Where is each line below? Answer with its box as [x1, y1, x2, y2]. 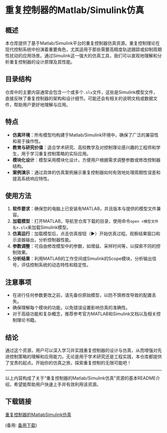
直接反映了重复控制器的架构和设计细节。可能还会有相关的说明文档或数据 [5, 95, 153, 101]
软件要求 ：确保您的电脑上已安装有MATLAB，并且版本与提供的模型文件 [12, 206, 157, 212]
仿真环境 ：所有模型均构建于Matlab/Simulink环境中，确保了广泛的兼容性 [12, 132, 159, 138]
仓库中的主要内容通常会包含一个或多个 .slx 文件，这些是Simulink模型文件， [5, 89, 158, 95]
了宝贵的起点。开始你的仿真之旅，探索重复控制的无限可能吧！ [5, 360, 132, 366]
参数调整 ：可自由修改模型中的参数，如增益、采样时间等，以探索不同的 [12, 243, 157, 249]
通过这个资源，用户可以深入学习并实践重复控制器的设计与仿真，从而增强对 [5, 348, 158, 354]
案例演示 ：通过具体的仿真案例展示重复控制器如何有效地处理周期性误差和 [12, 169, 161, 175]
